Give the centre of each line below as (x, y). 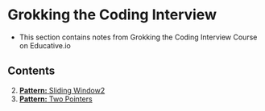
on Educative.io (45, 45)
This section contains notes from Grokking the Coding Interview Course (138, 37)
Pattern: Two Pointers (56, 99)
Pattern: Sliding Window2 (62, 90)
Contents (31, 71)
